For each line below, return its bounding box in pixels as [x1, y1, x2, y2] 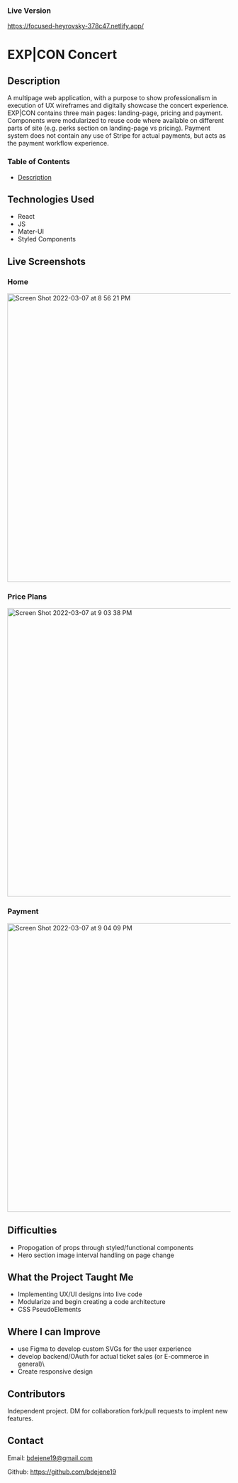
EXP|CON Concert [7, 47, 118, 63]
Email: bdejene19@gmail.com [7, 1453, 93, 1462]
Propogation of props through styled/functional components [17, 1243, 194, 1251]
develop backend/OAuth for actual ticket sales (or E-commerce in [17, 1352, 209, 1361]
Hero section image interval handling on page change [17, 1251, 175, 1259]
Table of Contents [7, 157, 71, 167]
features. [7, 1414, 34, 1423]
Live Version [7, 6, 52, 16]
